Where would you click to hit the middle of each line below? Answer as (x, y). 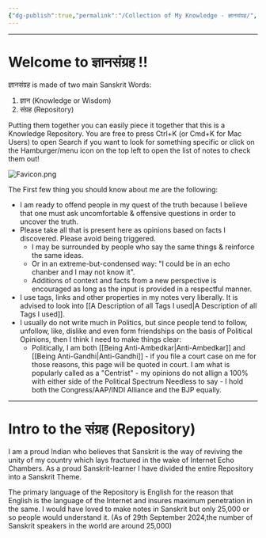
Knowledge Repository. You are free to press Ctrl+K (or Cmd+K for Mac (125, 133)
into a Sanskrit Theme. (45, 476)
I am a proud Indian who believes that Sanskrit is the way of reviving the (125, 451)
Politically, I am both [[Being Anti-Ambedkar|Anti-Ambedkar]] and (138, 347)
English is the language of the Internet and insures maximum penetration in (131, 500)
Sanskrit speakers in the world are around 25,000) (90, 525)
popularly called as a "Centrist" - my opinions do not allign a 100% (140, 373)
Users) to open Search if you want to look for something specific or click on (131, 142)
